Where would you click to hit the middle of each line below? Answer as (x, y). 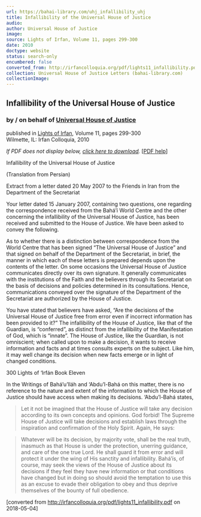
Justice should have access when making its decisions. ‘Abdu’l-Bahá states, (100, 397)
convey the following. (33, 229)
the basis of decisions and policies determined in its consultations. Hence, (98, 285)
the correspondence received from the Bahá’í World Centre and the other (96, 210)
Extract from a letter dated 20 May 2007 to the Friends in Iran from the (93, 186)
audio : (14, 23)
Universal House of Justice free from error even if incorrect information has (99, 316)
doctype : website (28, 51)
